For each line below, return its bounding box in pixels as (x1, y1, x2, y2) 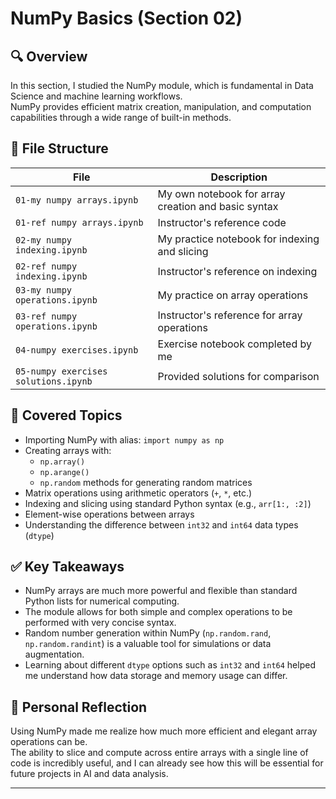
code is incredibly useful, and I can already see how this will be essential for (10, 757, 324, 769)
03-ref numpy (15, 310, 78, 322)
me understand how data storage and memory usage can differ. (24, 670, 288, 682)
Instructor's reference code (157, 215, 287, 229)
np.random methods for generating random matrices (39, 476, 253, 488)
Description (210, 170, 268, 184)
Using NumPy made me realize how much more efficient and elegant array (10, 725, 318, 737)
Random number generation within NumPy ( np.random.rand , (24, 627, 272, 639)
